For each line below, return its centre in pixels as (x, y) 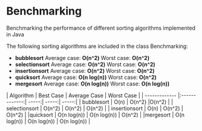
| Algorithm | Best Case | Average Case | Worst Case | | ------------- (92, 95)
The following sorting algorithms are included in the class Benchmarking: (97, 46)
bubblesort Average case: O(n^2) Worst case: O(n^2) (82, 58)
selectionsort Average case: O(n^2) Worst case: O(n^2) (85, 64)
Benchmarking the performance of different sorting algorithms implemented (101, 28)
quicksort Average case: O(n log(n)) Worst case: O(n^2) (86, 77)
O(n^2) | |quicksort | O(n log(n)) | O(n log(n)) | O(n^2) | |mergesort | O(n (96, 115)
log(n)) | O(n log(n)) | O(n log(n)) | (48, 121)
